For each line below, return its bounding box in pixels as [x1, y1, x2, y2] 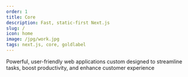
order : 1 [6, 8, 28, 15]
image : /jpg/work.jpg [6, 36, 60, 42]
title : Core [6, 14, 36, 20]
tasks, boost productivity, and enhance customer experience [6, 64, 155, 71]
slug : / [6, 25, 26, 31]
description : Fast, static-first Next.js [6, 20, 110, 25]
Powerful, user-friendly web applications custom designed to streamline [6, 57, 183, 65]
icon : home [6, 31, 33, 37]
